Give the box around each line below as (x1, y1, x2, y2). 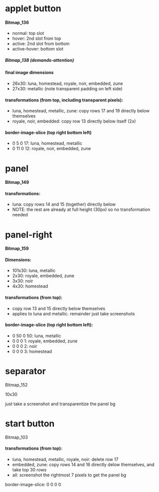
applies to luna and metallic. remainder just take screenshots (12, 311, 135, 316)
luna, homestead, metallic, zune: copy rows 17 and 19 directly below (12, 108, 150, 114)
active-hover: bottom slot (12, 46, 64, 52)
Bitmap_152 (5, 382, 28, 388)
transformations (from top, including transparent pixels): (5, 97, 124, 103)
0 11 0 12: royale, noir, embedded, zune (12, 146, 91, 152)
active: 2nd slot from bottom (12, 41, 70, 47)
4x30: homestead (12, 283, 48, 289)
